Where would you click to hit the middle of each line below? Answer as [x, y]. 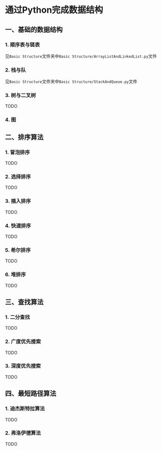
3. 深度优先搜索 [23, 366]
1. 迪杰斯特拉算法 [25, 409]
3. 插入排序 [18, 201]
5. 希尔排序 [18, 250]
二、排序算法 [24, 137]
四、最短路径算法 [31, 394]
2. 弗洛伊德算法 [23, 433]
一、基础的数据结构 [34, 29]
